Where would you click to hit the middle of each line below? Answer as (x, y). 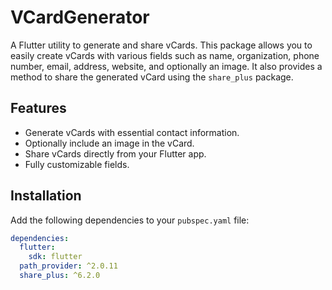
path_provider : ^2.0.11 (68, 266)
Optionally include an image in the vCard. (109, 143)
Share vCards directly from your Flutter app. (115, 153)
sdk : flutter (55, 257)
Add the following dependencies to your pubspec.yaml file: (130, 220)
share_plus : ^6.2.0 (60, 276)
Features (38, 108)
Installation (46, 196)
